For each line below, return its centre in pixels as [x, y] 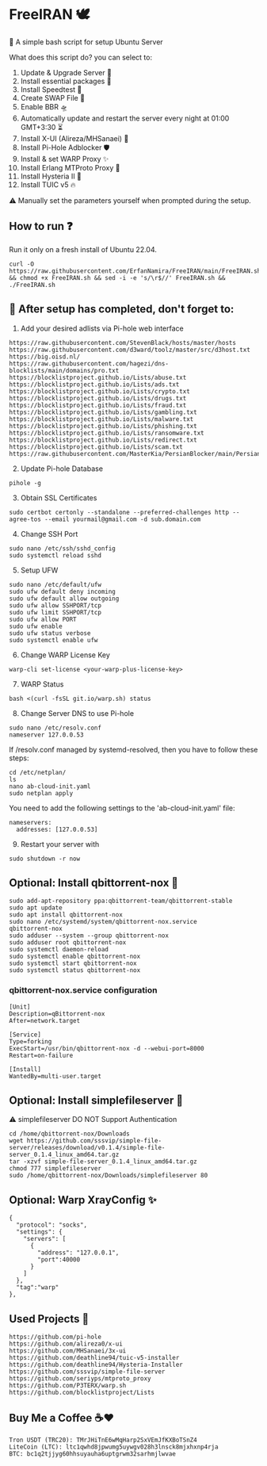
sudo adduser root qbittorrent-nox [68, 943]
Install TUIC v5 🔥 [48, 184]
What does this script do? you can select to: [81, 57]
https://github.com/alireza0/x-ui [66, 1344]
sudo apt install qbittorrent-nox [66, 915]
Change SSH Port [49, 534]
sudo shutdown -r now [45, 859]
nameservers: [31, 822]
